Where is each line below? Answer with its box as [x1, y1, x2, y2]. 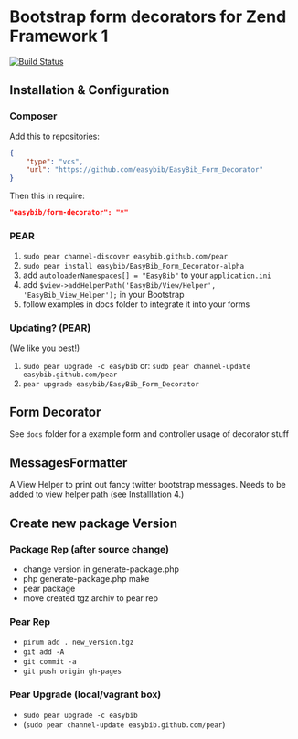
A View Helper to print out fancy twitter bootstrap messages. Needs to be [9, 480, 286, 491]
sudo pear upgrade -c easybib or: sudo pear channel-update [22, 360, 251, 371]
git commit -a [22, 658, 77, 667]
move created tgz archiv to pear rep [22, 592, 158, 604]
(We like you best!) [9, 343, 80, 354]
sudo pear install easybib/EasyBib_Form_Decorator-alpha [22, 262, 245, 271]
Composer [9, 110, 58, 122]
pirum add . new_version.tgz [22, 638, 134, 648]
